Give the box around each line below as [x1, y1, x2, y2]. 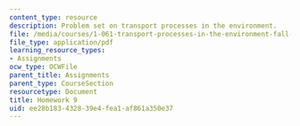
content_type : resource [9, 12, 98, 22]
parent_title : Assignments [9, 71, 110, 80]
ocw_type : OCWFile [9, 63, 78, 72]
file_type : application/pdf [9, 37, 114, 47]
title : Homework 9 [9, 95, 78, 105]
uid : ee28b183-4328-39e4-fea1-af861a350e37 [9, 104, 174, 113]
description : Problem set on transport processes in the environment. [9, 21, 278, 30]
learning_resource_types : [9, 46, 105, 55]
